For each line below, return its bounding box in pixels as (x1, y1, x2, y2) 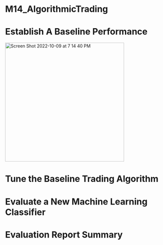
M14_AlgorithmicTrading (5, 3, 108, 15)
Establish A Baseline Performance (5, 26, 148, 38)
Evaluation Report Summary (5, 229, 123, 240)
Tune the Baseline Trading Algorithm (5, 173, 159, 185)
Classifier (5, 206, 46, 218)
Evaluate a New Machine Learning (5, 196, 148, 207)
